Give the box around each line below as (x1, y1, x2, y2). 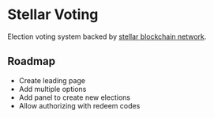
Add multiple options (18, 84, 87, 93)
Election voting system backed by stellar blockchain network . (7, 32, 207, 41)
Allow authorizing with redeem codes (18, 101, 141, 110)
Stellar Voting (7, 6, 99, 24)
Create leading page (18, 75, 86, 85)
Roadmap (7, 55, 56, 68)
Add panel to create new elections (18, 93, 131, 102)
